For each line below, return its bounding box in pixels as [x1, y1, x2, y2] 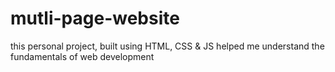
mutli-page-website [10, 7, 180, 30]
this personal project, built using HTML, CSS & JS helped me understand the [10, 40, 325, 52]
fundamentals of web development [10, 50, 155, 62]
